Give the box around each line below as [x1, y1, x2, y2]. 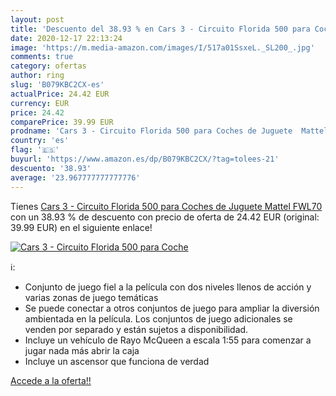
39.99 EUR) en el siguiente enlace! [10, 221, 153, 233]
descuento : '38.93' [10, 163, 92, 173]
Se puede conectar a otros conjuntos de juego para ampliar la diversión [24, 302, 320, 314]
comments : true [10, 52, 74, 62]
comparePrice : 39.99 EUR [10, 117, 114, 127]
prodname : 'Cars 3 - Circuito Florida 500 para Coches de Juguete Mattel [10, 126, 329, 136]
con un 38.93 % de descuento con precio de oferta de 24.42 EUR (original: [10, 211, 320, 223]
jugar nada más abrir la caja [24, 344, 140, 356]
